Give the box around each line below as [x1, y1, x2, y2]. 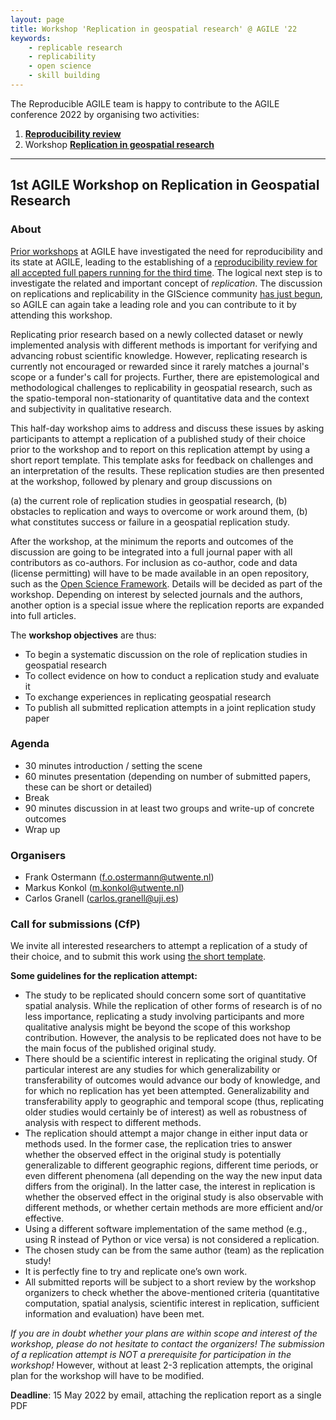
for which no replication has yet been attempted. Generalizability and [24, 1085, 310, 1097]
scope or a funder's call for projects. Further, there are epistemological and [10, 371, 320, 383]
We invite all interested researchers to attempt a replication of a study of [10, 940, 308, 952]
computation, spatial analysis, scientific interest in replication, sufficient [24, 1297, 320, 1310]
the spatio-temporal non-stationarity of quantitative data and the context [10, 392, 310, 404]
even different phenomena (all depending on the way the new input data [24, 1170, 323, 1182]
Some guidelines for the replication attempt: [10, 970, 198, 982]
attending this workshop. [10, 309, 113, 321]
